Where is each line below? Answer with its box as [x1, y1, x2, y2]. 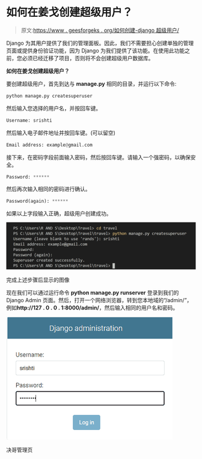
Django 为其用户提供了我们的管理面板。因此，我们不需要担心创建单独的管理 [6, 39, 194, 46]
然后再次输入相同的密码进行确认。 [6, 185, 91, 193]
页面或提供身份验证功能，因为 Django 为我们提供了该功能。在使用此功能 [6, 46, 185, 54]
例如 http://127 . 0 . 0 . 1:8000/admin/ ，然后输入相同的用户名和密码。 [6, 304, 179, 311]
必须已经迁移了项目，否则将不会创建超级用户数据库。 [22, 54, 154, 62]
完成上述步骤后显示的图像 [6, 276, 70, 283]
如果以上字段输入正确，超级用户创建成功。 [6, 210, 112, 217]
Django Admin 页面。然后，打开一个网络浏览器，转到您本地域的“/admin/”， [6, 297, 192, 304]
